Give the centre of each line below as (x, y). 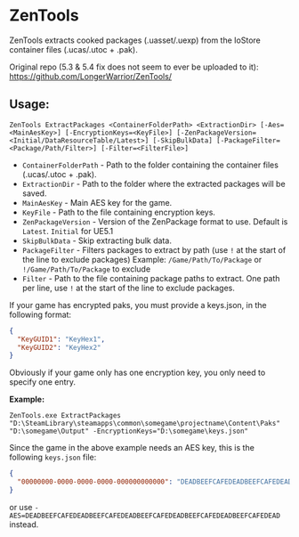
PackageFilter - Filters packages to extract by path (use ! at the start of (154, 249)
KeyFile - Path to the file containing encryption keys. (119, 212)
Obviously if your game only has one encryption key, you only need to (137, 373)
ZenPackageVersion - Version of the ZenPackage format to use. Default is (155, 221)
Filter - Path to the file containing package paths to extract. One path (151, 278)
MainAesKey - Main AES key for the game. (97, 202)
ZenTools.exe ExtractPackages (65, 416)
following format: (40, 314)
